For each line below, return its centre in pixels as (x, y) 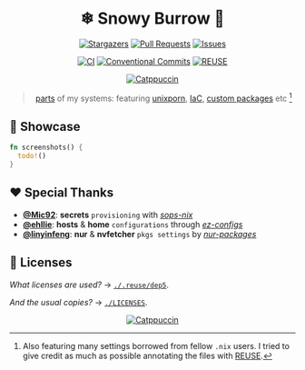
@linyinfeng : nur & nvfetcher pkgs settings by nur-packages (139, 234)
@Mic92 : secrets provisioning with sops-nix (108, 215)
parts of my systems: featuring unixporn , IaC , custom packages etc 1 (163, 97)
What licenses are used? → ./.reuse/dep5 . (89, 285)
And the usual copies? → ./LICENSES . (79, 302)
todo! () (32, 156)
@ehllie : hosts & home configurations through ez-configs (133, 224)
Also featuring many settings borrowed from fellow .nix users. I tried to (156, 345)
